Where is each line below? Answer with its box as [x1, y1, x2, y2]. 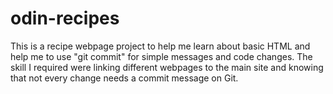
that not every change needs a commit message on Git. [10, 72, 239, 84]
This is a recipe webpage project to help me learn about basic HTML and [10, 40, 311, 52]
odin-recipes [10, 7, 120, 30]
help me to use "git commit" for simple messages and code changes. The [10, 50, 313, 62]
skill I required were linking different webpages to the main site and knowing [10, 61, 324, 73]
